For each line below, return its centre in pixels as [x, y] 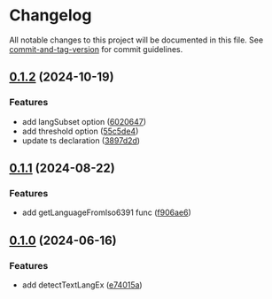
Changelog [51, 15]
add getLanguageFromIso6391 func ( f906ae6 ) [107, 212]
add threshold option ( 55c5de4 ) [80, 131]
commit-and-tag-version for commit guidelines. [96, 49]
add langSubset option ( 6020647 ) [84, 121]
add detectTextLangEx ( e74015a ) [82, 285]
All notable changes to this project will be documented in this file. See [136, 40]
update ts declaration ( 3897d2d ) [81, 140]
